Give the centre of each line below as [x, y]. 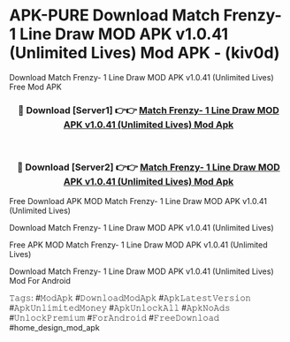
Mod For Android [40, 280]
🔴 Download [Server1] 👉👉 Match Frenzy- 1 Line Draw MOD [149, 110]
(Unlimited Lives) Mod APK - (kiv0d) [145, 53]
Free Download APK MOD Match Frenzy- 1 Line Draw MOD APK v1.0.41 [138, 201]
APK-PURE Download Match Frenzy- [146, 15]
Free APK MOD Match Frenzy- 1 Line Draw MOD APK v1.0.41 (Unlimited [138, 245]
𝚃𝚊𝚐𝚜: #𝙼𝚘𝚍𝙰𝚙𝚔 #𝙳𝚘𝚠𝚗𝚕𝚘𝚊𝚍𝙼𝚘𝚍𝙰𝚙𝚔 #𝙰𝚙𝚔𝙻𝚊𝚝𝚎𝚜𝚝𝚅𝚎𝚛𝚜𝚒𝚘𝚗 [130, 298]
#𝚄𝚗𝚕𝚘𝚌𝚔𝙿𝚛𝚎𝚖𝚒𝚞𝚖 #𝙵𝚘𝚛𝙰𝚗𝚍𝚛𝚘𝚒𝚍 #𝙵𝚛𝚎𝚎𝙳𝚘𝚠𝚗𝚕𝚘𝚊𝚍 [114, 317]
